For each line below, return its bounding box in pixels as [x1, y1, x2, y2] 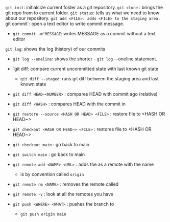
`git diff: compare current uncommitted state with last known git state [12, 66, 159, 72]
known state [20, 81, 46, 87]
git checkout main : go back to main [12, 142, 90, 147]
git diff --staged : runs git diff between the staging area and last [20, 76, 159, 81]
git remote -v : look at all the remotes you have [12, 191, 114, 197]
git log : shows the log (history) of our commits [5, 46, 106, 52]
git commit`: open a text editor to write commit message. [5, 20, 125, 27]
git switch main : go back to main [12, 151, 85, 158]
